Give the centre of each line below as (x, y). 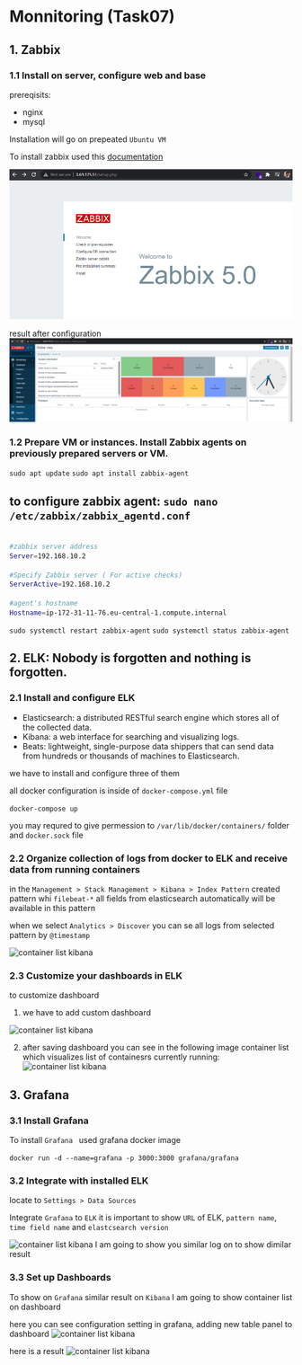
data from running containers (75, 869)
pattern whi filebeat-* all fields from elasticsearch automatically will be (142, 898)
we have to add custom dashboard (86, 1013)
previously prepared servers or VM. (89, 453)
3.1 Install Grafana (49, 1121)
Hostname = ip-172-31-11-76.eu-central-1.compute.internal (118, 613)
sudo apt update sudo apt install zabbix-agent (99, 474)
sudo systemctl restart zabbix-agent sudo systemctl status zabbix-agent (149, 631)
